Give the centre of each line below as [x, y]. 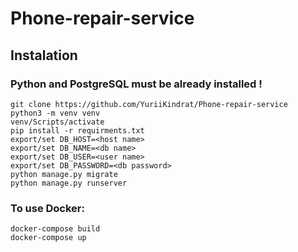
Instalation [44, 55]
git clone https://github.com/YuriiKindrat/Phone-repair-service [149, 104]
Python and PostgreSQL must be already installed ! [136, 84]
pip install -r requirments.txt [77, 130]
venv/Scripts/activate [57, 122]
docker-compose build [55, 229]
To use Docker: [47, 208]
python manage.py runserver [69, 183]
